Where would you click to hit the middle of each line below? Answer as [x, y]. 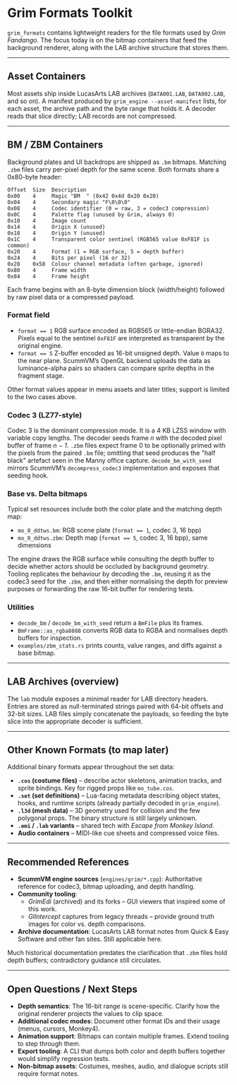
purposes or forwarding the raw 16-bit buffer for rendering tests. [101, 589]
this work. [42, 909]
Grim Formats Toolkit [70, 13]
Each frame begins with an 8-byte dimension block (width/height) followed [116, 289]
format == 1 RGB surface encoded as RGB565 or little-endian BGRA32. [121, 331]
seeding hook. [28, 475]
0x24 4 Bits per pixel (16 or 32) [69, 258]
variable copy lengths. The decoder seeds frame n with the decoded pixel [115, 438]
